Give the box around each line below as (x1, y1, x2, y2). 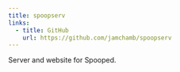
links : (8, 19, 30, 27)
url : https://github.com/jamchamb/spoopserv (22, 33, 172, 42)
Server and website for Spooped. (8, 55, 117, 65)
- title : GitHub (15, 26, 69, 34)
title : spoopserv (8, 11, 66, 20)
